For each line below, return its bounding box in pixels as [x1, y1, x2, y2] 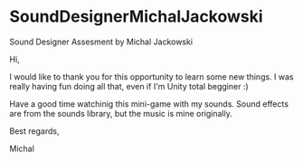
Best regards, [9, 125, 60, 137]
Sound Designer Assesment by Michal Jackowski [9, 36, 193, 47]
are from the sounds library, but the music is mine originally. [9, 108, 232, 118]
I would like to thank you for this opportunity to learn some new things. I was [9, 71, 294, 82]
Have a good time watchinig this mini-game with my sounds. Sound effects [9, 98, 289, 109]
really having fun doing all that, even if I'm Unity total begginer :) [9, 80, 249, 91]
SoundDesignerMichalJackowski [9, 6, 264, 27]
